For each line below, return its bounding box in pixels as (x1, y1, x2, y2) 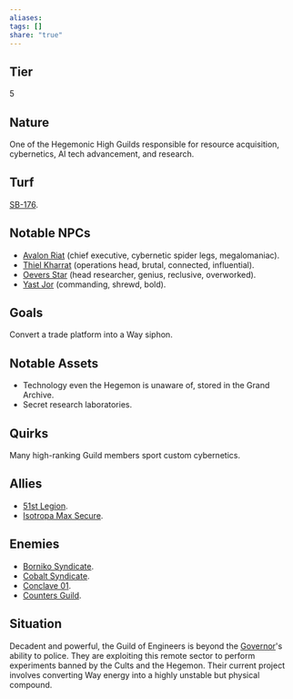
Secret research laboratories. (22, 399, 133, 410)
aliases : (9, 13, 43, 23)
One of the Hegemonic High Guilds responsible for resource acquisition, (9, 139, 280, 149)
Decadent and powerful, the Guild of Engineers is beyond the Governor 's (9, 640, 283, 652)
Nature (9, 115, 50, 130)
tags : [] (9, 22, 43, 31)
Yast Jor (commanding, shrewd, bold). (22, 279, 167, 290)
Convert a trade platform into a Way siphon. (9, 329, 173, 340)
